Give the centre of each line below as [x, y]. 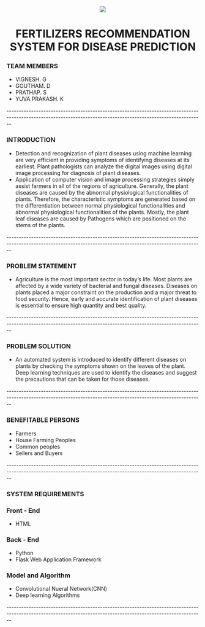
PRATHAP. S [31, 93]
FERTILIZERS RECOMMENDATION [103, 34]
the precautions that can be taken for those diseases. [82, 379]
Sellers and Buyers [39, 453]
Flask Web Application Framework [58, 559]
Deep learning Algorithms [47, 595]
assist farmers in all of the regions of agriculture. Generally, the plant [102, 186]
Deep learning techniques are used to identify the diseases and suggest [106, 373]
